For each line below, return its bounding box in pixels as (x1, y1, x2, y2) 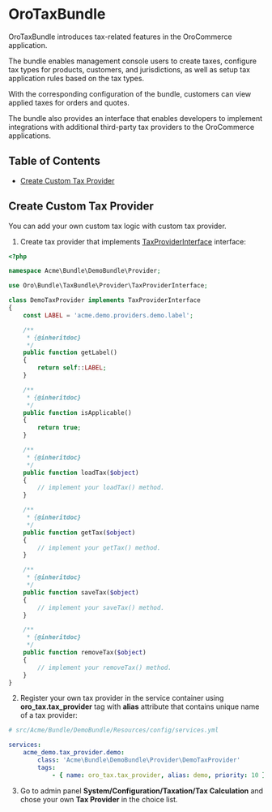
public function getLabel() (23, 348, 117, 357)
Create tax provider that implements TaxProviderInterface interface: (19, 236, 247, 246)
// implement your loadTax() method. (37, 484, 164, 492)
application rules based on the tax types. (8, 73, 144, 83)
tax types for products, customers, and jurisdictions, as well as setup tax (8, 64, 251, 74)
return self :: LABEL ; (37, 364, 107, 372)
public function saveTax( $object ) (23, 588, 139, 597)
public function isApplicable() (23, 408, 132, 417)
